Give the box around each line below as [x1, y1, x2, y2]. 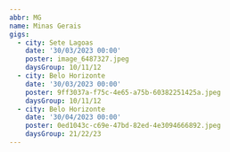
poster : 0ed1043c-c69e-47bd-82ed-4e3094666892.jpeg [25, 122, 221, 131]
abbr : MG [9, 13, 42, 22]
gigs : [9, 30, 29, 38]
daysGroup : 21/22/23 [25, 130, 102, 139]
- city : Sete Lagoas [17, 38, 94, 47]
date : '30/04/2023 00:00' [25, 113, 122, 122]
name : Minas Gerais [9, 21, 82, 30]
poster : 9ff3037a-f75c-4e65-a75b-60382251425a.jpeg [25, 88, 221, 97]
